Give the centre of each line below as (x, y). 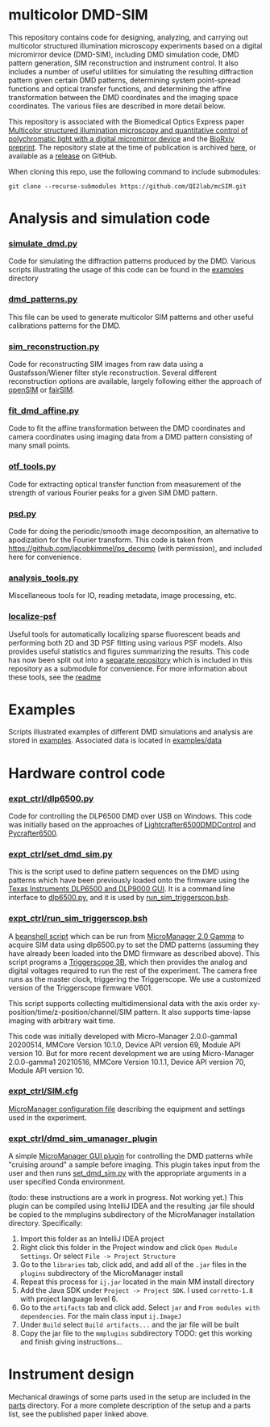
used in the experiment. (48, 1118)
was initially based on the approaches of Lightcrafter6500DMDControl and (132, 824)
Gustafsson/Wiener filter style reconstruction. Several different (113, 373)
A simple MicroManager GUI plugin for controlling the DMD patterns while (131, 1156)
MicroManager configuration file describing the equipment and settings (127, 1109)
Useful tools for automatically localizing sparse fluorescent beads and (125, 634)
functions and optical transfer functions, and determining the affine (120, 88)
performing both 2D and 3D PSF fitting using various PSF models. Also (126, 642)
